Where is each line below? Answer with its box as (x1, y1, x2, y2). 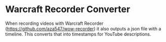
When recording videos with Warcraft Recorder (5, 20, 104, 26)
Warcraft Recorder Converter (5, 4, 131, 15)
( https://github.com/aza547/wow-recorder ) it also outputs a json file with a (5, 25, 161, 31)
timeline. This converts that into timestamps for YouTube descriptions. (5, 31, 151, 37)
